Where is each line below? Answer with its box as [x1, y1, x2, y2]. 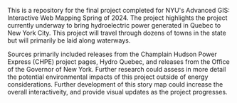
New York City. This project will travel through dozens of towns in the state [7, 28, 226, 37]
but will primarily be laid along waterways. [7, 36, 131, 45]
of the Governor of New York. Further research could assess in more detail [7, 65, 226, 73]
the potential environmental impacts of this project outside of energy [7, 72, 209, 81]
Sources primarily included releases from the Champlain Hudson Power [7, 50, 217, 58]
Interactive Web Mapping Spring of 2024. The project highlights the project [7, 13, 228, 22]
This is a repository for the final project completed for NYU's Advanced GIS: [7, 6, 230, 14]
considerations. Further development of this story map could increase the [7, 80, 223, 88]
